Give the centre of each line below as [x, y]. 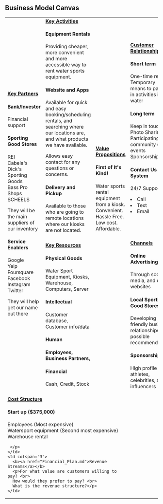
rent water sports [65, 71]
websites [141, 287]
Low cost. [106, 223]
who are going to [65, 212]
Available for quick [66, 103]
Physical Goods [64, 258]
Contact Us [144, 169]
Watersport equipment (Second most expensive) [63, 430]
